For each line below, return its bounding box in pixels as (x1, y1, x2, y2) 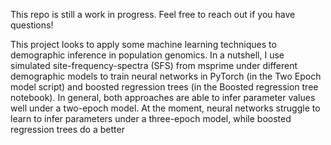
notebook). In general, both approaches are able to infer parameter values (10, 92, 316, 103)
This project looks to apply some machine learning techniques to (10, 39, 277, 50)
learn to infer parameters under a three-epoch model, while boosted (10, 113, 292, 124)
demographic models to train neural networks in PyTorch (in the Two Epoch (10, 70, 322, 82)
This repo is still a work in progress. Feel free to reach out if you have (10, 9, 296, 20)
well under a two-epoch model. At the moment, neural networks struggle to (10, 102, 321, 114)
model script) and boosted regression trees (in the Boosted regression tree (10, 81, 319, 93)
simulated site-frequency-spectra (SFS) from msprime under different (10, 60, 298, 71)
